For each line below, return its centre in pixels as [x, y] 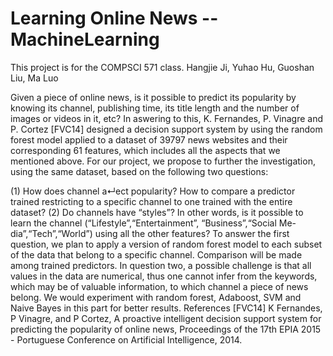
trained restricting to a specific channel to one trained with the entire [151, 201]
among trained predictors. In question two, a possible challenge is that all [161, 265]
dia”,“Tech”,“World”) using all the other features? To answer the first [150, 233]
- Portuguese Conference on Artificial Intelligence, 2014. [126, 339]
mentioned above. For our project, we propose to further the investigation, [163, 161]
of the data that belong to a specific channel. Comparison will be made [156, 254]
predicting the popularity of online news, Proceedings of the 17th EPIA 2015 [166, 329]
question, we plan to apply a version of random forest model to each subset [166, 244]
